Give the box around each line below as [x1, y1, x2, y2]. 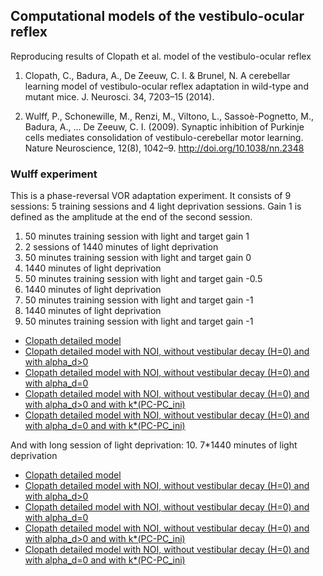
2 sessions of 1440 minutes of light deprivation [24, 241, 219, 253]
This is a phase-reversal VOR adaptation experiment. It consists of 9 [10, 190, 292, 202]
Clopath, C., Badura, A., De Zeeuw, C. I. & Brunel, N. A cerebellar [24, 69, 291, 81]
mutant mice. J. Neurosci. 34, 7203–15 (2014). [24, 90, 215, 103]
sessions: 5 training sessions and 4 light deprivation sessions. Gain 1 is [10, 200, 302, 213]
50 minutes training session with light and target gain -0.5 [24, 273, 263, 285]
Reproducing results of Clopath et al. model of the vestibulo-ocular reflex [10, 50, 312, 62]
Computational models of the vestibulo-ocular [10, 8, 305, 25]
